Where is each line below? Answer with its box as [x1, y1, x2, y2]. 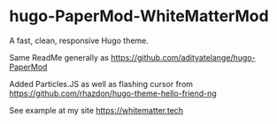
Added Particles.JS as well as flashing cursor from [9, 78, 193, 89]
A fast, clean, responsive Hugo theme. [9, 35, 149, 46]
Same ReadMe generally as [9, 52, 109, 62]
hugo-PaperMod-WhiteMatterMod [9, 6, 269, 26]
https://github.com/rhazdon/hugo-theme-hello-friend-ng [9, 88, 217, 98]
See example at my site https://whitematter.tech [9, 105, 184, 115]
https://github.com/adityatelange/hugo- [110, 52, 256, 62]
